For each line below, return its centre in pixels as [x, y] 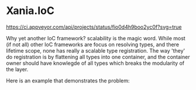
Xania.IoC [30, 11]
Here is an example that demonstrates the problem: [68, 81]
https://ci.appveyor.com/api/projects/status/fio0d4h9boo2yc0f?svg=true [94, 27]
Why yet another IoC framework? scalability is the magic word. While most [96, 38]
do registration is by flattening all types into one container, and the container [98, 57]
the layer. [17, 69]
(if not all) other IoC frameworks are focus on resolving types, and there [93, 44]
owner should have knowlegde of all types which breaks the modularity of [95, 63]
